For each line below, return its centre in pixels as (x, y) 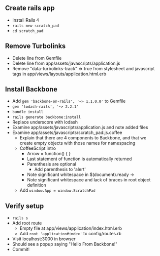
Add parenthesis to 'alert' (60, 170)
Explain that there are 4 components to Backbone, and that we (83, 138)
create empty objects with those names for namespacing (77, 143)
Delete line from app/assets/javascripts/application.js (66, 63)
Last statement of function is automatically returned (79, 159)
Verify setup (25, 206)
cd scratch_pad (28, 31)
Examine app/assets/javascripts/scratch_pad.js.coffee (67, 132)
